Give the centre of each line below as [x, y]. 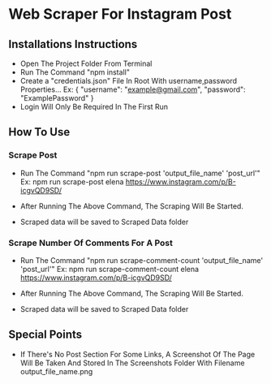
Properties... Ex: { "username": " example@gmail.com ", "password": [133, 89]
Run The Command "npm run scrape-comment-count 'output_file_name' [142, 260]
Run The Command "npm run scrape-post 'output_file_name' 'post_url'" [140, 173]
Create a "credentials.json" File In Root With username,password [129, 81]
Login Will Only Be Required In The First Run [94, 107]
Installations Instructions [73, 44]
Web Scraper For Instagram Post [120, 14]
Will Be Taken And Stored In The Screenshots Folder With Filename [132, 363]
